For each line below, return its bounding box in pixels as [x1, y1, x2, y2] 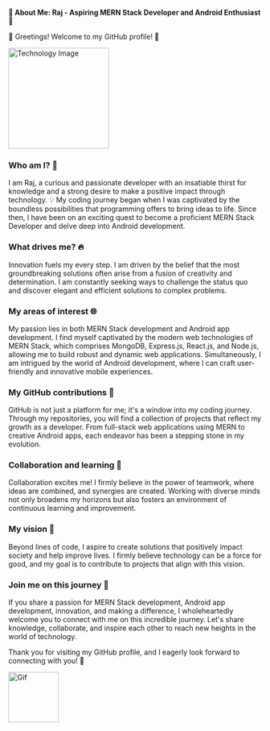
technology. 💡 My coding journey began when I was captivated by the [8, 195, 240, 205]
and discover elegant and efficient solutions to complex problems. [8, 285, 227, 295]
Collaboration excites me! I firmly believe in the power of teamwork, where [8, 478, 255, 488]
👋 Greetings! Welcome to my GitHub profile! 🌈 [8, 32, 160, 41]
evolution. [8, 439, 42, 449]
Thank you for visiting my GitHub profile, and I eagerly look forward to [8, 647, 240, 657]
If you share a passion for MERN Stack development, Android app [8, 597, 226, 608]
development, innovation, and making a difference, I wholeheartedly [8, 606, 234, 616]
